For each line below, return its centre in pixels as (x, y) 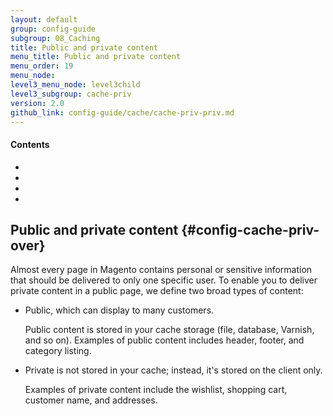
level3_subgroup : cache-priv (71, 94)
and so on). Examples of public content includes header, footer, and (164, 340)
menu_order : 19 (42, 66)
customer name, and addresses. (91, 400)
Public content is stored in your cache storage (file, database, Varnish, (169, 330)
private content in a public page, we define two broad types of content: (157, 291)
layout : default (44, 19)
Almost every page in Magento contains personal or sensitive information (161, 270)
